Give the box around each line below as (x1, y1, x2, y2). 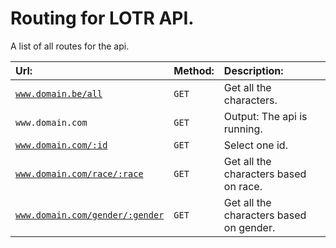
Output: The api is (223, 109, 308, 123)
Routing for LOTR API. (10, 7, 195, 30)
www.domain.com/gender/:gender (15, 209, 165, 221)
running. (223, 122, 263, 136)
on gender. (223, 220, 276, 234)
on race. (223, 179, 263, 193)
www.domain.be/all (15, 88, 103, 99)
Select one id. (223, 138, 288, 152)
